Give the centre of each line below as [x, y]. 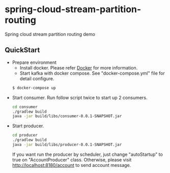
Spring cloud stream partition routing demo [50, 34]
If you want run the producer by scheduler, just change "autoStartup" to [88, 154]
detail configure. [37, 78]
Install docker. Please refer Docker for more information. [79, 67]
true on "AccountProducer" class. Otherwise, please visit [72, 160]
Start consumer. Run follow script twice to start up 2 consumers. [80, 97]
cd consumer [25, 107]
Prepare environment [34, 62]
